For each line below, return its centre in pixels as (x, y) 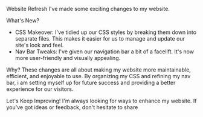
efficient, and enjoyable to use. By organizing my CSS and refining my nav (98, 76)
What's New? (23, 20)
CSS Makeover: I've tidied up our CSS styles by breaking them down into (106, 32)
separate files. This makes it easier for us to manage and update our (100, 38)
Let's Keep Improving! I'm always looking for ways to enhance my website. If (101, 101)
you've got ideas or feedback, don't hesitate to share (72, 107)
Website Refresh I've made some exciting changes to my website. (88, 9)
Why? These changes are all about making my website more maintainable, (99, 70)
